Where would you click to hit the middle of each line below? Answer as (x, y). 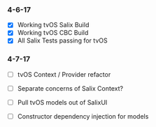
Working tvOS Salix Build (53, 25)
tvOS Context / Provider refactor (64, 74)
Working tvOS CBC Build (53, 33)
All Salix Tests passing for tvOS (62, 40)
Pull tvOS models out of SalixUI (62, 102)
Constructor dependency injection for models (83, 116)
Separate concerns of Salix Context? (70, 88)
